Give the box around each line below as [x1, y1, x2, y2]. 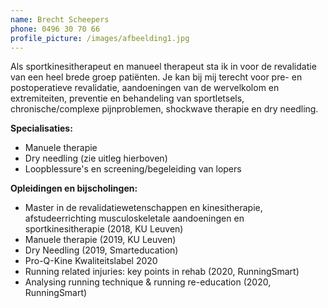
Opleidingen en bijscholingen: [10, 182, 138, 195]
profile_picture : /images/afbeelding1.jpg [10, 33, 190, 43]
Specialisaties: [10, 122, 73, 135]
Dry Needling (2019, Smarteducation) [24, 244, 179, 256]
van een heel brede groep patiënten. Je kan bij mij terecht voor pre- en [10, 71, 303, 83]
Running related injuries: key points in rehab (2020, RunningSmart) [24, 266, 300, 278]
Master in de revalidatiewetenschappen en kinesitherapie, [24, 202, 263, 214]
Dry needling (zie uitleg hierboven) [24, 152, 168, 165]
